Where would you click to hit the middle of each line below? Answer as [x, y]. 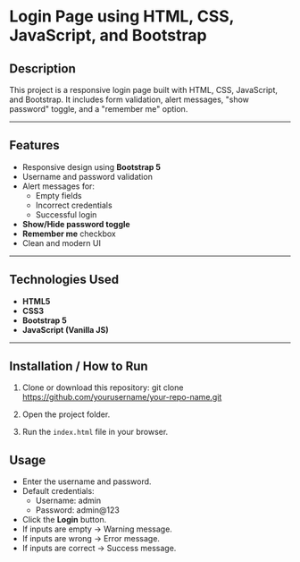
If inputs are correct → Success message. [99, 549]
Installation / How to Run [79, 366]
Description [42, 68]
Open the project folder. [66, 414]
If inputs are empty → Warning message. [97, 529]
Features [34, 145]
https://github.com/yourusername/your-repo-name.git [122, 397]
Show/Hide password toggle [76, 224]
